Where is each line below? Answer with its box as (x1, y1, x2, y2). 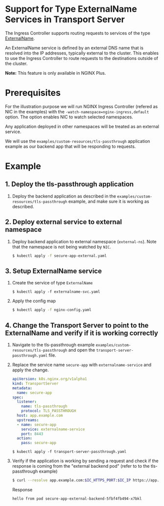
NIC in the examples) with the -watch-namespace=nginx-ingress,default (5, 109, 149, 114)
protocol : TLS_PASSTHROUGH (21, 409, 76, 414)
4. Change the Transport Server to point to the (5, 321, 149, 330)
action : (17, 436, 33, 441)
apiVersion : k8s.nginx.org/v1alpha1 (12, 377, 87, 382)
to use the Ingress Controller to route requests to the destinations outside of (5, 55, 158, 61)
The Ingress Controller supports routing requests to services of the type (5, 30, 150, 36)
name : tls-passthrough (21, 404, 68, 409)
